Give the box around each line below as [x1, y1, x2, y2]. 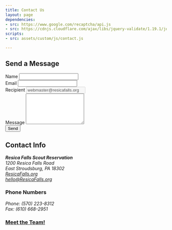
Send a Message [5, 59, 60, 68]
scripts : [5, 31, 24, 36]
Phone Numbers [5, 189, 47, 196]
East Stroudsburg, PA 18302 [5, 165, 65, 171]
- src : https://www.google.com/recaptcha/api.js [5, 21, 111, 27]
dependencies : [5, 17, 36, 22]
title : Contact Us [5, 7, 45, 13]
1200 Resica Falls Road [5, 159, 55, 166]
